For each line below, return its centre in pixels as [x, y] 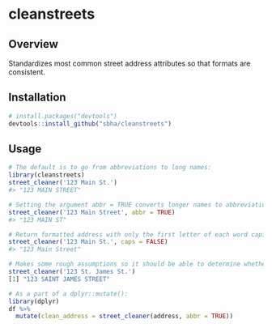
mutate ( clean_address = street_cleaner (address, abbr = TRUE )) [124, 317]
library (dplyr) [34, 301]
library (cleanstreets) [47, 175]
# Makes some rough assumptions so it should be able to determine [125, 264]
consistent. [27, 72]
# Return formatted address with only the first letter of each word [128, 234]
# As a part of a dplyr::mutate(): [68, 294]
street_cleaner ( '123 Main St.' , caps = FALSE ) [88, 242]
